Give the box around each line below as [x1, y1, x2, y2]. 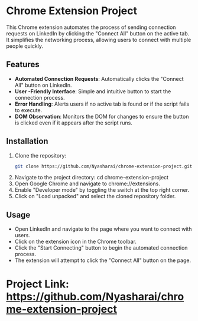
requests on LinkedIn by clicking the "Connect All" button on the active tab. [6, 30, 190, 37]
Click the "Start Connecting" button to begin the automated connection [14, 244, 188, 251]
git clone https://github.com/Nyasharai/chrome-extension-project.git [14, 163, 193, 169]
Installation [6, 136, 48, 146]
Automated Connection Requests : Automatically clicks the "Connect [14, 75, 184, 82]
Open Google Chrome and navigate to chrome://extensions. [14, 180, 161, 187]
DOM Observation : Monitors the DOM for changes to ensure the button [14, 113, 189, 120]
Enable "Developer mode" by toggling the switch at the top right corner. [14, 186, 190, 194]
